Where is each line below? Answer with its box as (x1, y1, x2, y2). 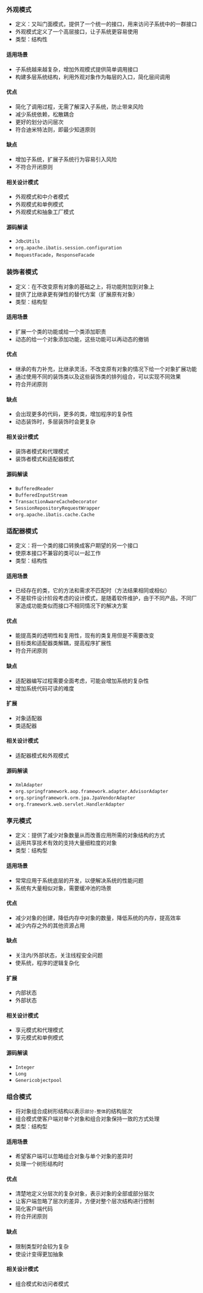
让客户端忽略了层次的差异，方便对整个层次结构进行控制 (15, 1197, 154, 1205)
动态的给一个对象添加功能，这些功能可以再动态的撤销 (15, 335, 149, 343)
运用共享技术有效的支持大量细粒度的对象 (15, 839, 117, 847)
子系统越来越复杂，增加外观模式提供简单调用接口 (15, 65, 138, 73)
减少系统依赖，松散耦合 (15, 110, 74, 118)
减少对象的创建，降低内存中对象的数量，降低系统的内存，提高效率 (15, 914, 181, 922)
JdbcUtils (15, 238, 41, 245)
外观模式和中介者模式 (15, 193, 69, 201)
